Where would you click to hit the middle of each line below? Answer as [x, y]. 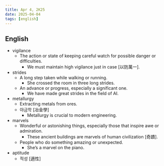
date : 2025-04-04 [23, 14]
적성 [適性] [30, 159]
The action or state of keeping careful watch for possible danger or [88, 56]
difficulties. [31, 61]
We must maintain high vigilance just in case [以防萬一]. [83, 67]
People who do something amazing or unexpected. [71, 142]
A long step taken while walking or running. [63, 78]
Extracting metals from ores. [48, 104]
